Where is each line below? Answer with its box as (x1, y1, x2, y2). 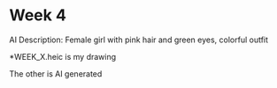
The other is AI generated (9, 68, 103, 79)
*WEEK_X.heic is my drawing (9, 51, 117, 62)
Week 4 (9, 5, 66, 26)
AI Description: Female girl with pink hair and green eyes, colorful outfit (9, 34, 268, 45)
